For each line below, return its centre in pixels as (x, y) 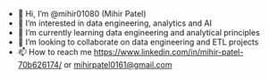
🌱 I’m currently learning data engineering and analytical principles (139, 32)
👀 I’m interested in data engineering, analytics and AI (115, 23)
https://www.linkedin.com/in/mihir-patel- (168, 52)
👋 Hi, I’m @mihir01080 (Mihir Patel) (82, 14)
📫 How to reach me (55, 52)
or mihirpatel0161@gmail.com (118, 65)
